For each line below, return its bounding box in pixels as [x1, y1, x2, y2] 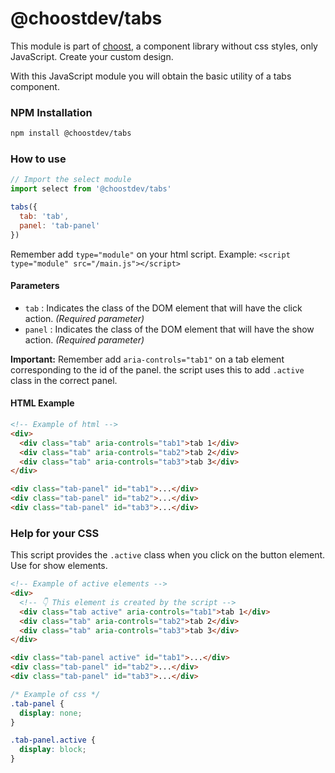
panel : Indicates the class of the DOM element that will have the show [24, 323, 315, 335]
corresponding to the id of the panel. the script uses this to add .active [10, 363, 305, 376]
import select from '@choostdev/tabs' [10, 184, 172, 194]
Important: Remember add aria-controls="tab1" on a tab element [10, 353, 285, 365]
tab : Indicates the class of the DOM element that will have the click [24, 302, 303, 314]
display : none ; [19, 708, 83, 718]
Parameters [10, 280, 60, 292]
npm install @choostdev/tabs [10, 128, 132, 139]
